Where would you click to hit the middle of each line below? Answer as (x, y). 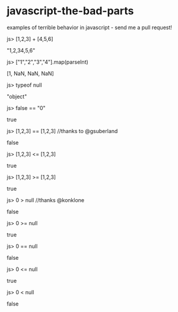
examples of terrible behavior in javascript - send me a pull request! (90, 27)
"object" (17, 96)
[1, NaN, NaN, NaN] (30, 73)
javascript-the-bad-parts (70, 11)
